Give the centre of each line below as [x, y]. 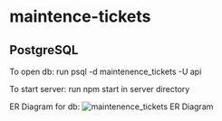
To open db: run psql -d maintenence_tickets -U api [106, 71]
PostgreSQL [44, 50]
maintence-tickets [80, 17]
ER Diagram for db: [45, 107]
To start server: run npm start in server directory [100, 89]
